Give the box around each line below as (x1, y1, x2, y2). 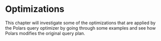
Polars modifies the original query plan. (5, 30, 85, 36)
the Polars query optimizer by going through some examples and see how (5, 25, 156, 31)
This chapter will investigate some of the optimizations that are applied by (5, 20, 156, 26)
